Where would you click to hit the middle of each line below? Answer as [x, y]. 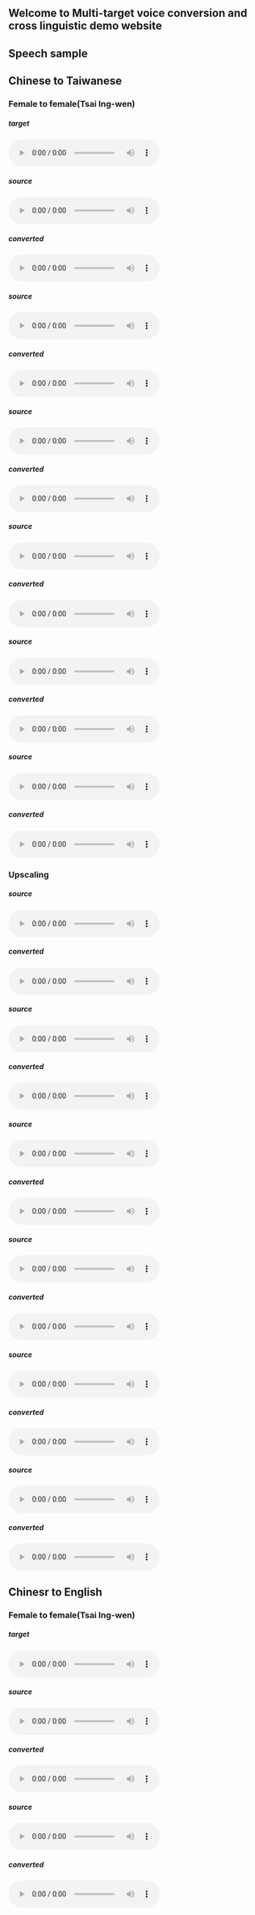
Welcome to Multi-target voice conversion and [128, 13]
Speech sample [48, 53]
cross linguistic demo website [86, 26]
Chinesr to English [55, 1592]
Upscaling [29, 874]
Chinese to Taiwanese [65, 81]
